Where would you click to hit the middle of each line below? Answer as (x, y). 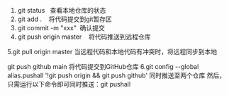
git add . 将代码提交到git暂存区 (65, 19)
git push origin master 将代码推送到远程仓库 (84, 37)
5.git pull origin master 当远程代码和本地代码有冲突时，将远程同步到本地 (112, 52)
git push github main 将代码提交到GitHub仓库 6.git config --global (103, 66)
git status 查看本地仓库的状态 (62, 10)
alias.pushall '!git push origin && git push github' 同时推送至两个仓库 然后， (117, 75)
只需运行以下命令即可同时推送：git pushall (69, 84)
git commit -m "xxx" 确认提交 (61, 28)
